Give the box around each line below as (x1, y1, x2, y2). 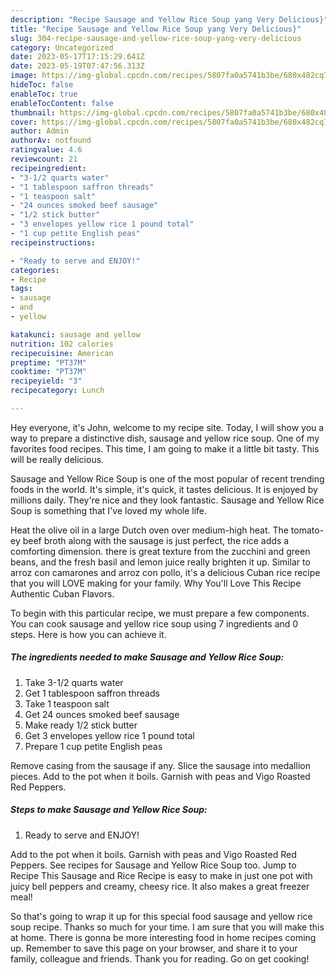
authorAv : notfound (10, 136, 92, 146)
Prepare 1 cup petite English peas (24, 740, 163, 752)
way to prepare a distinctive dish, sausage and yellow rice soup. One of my (10, 432, 320, 444)
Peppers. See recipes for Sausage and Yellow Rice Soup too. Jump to (10, 859, 297, 871)
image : (10, 71, 38, 81)
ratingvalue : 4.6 (10, 145, 83, 155)
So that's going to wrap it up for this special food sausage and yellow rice (10, 910, 313, 922)
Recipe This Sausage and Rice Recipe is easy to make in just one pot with (10, 869, 313, 881)
